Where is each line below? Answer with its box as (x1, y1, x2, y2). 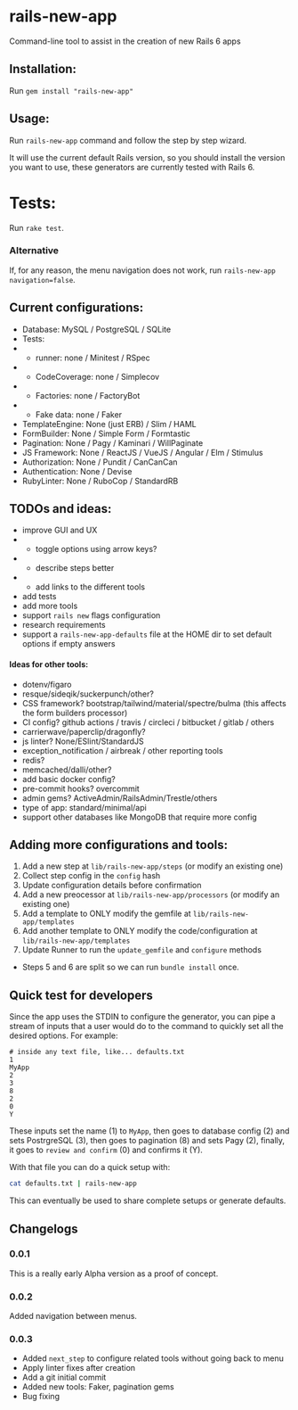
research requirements (21, 620, 106, 631)
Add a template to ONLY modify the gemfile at (21, 908, 191, 919)
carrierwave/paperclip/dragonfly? (21, 726, 146, 737)
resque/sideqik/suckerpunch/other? (21, 689, 154, 699)
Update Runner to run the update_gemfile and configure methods (21, 944, 262, 955)
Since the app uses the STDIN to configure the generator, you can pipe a (9, 1011, 276, 1022)
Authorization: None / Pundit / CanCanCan (21, 457, 178, 467)
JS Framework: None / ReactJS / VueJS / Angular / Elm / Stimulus (21, 447, 264, 458)
